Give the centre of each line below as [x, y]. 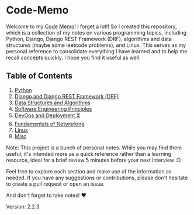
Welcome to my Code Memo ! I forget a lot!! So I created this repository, [91, 26]
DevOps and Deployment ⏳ [47, 115]
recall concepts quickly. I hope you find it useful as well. [74, 57]
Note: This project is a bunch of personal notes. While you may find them [94, 148]
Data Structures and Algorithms [52, 103]
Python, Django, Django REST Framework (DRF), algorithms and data [89, 39]
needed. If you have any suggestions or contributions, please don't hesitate [97, 178]
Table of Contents [39, 76]
